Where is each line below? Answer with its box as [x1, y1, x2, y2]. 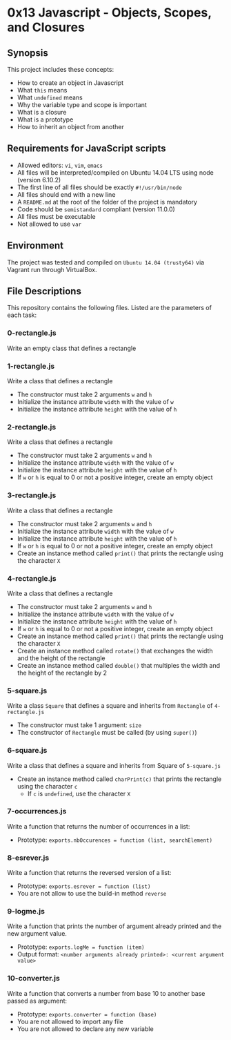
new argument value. [7, 930, 68, 938]
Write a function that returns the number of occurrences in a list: [7, 822, 190, 830]
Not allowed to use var [17, 220, 81, 228]
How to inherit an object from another [17, 123, 124, 131]
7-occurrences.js [7, 807, 67, 816]
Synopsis [7, 47, 48, 59]
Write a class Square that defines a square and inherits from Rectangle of [7, 702, 213, 710]
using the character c [17, 782, 78, 790]
